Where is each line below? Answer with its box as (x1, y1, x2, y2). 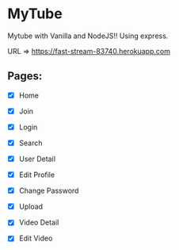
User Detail (18, 154, 56, 163)
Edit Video (18, 233, 53, 243)
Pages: (7, 69, 43, 83)
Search (18, 138, 43, 148)
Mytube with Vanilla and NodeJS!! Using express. (7, 31, 169, 40)
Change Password (18, 186, 79, 195)
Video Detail (18, 217, 59, 227)
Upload (18, 202, 44, 211)
